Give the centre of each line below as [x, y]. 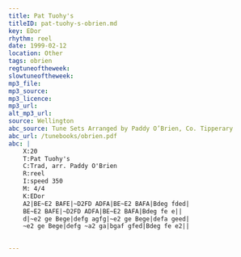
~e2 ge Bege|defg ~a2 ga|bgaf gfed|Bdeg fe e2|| [106, 226]
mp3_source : [28, 91]
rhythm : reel [30, 38]
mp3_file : [25, 83]
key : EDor [25, 31]
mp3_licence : [30, 99]
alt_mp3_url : [30, 114]
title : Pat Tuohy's [41, 16]
